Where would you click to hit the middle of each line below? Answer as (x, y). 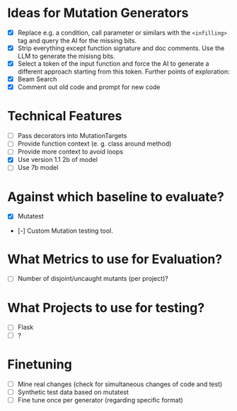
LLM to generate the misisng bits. (66, 56)
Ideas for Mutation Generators (98, 13)
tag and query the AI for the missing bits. (77, 41)
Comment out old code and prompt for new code (89, 87)
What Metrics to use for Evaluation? (115, 259)
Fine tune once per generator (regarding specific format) (100, 400)
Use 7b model (38, 168)
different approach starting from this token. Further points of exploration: (123, 71)
